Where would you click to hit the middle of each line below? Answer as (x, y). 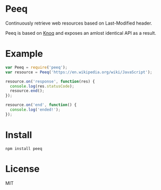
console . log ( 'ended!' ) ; (35, 110)
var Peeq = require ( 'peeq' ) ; (36, 67)
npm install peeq (24, 149)
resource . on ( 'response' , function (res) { (50, 81)
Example (24, 54)
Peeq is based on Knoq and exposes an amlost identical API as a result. (81, 33)
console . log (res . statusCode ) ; (42, 86)
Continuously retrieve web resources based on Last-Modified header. (79, 23)
